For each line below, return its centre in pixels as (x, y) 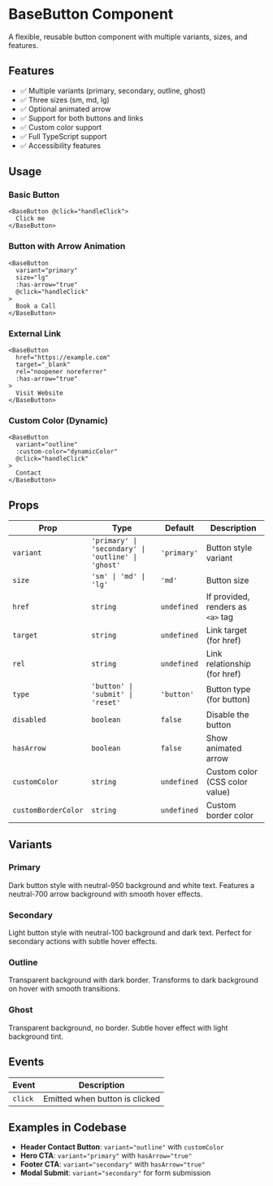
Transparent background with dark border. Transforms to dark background (133, 980)
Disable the (227, 715)
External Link (35, 333)
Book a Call (36, 306)
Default (180, 528)
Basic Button (34, 195)
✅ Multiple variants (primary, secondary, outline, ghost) (113, 90)
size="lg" (32, 278)
